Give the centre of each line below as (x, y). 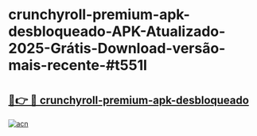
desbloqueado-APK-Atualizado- (117, 31)
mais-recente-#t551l (78, 66)
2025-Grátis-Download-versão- (117, 49)
